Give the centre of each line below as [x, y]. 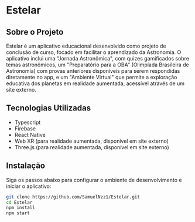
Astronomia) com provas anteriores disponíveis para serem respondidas [93, 71]
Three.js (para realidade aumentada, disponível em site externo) [92, 147]
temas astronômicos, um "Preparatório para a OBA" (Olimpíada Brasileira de [97, 65]
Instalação [26, 166]
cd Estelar [19, 202]
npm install [20, 208]
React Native [30, 134]
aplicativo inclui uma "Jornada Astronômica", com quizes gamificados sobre [97, 58]
